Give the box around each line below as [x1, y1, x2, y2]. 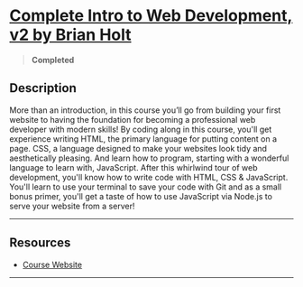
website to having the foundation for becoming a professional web [9, 114, 256, 125]
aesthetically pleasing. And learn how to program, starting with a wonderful [9, 153, 289, 163]
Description [9, 80, 77, 96]
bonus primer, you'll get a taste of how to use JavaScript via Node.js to [9, 190, 273, 201]
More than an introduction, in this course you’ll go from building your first [9, 105, 281, 116]
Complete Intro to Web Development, [9, 5, 293, 26]
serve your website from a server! [9, 200, 135, 211]
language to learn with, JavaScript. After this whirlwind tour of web [9, 162, 259, 172]
